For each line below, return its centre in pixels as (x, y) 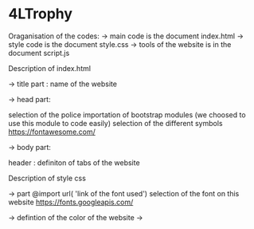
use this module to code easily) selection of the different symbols (115, 123)
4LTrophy (41, 14)
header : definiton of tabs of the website (74, 162)
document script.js (39, 53)
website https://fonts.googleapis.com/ (71, 202)
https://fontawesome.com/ (52, 132)
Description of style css (47, 178)
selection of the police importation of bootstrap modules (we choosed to (127, 114)
